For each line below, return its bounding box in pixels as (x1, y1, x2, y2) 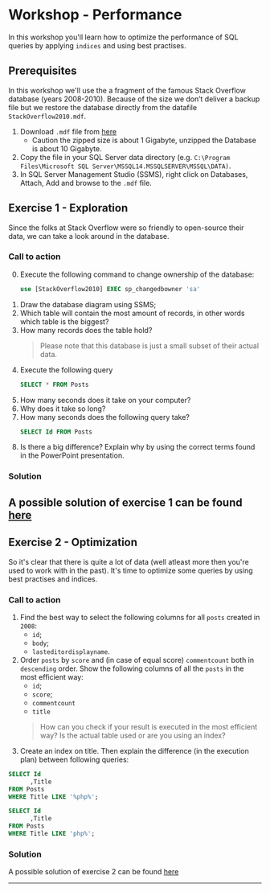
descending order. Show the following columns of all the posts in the (19, 664, 244, 673)
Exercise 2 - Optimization (8, 536, 138, 549)
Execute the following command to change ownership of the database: (19, 269, 255, 279)
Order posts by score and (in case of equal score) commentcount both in (19, 655, 255, 664)
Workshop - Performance (8, 6, 182, 24)
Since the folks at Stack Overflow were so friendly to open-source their (8, 223, 244, 232)
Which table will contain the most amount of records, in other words (19, 308, 245, 318)
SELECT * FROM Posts (19, 380, 89, 388)
